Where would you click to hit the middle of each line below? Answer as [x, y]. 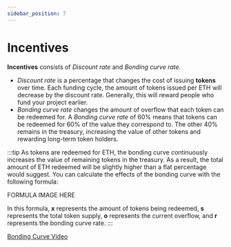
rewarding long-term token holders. [68, 139]
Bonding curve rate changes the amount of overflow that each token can [120, 109]
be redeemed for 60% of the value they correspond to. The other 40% [118, 124]
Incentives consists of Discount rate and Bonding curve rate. [94, 67]
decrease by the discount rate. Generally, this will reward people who [115, 95]
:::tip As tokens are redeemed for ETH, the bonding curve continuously [108, 152]
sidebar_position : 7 [37, 13]
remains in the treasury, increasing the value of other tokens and [109, 131]
